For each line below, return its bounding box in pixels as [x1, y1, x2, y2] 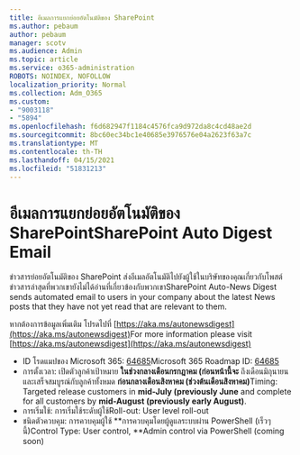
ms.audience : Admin [9, 47, 83, 56]
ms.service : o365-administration [9, 64, 135, 73]
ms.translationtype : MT [9, 139, 99, 148]
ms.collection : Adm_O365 [9, 88, 103, 97]
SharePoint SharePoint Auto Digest [9, 223, 273, 243]
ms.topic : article [9, 55, 78, 64]
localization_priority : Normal [9, 80, 127, 89]
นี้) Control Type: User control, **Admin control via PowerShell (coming [22, 425, 285, 437]
